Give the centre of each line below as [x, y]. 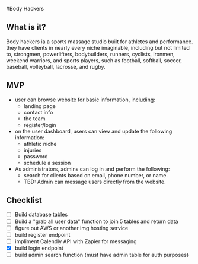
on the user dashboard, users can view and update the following [93, 131]
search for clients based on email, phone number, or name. [95, 175]
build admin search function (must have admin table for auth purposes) [102, 255]
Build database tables [41, 214]
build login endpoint [39, 248]
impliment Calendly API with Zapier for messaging [76, 241]
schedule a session [47, 163]
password [36, 156]
